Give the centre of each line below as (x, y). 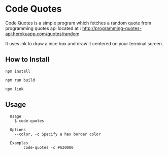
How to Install (27, 60)
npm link (14, 89)
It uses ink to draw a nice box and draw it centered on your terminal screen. (84, 43)
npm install (18, 71)
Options (18, 130)
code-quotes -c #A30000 (48, 147)
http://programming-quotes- (112, 28)
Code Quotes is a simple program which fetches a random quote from (78, 23)
